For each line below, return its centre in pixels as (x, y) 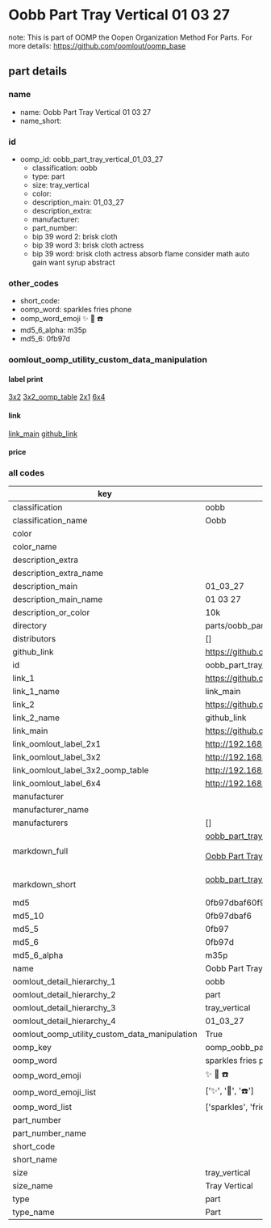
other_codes (33, 283)
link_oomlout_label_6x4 (57, 784)
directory (29, 626)
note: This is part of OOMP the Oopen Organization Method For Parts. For (130, 37)
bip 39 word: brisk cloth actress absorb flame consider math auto (141, 253)
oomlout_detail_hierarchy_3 (64, 1008)
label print (26, 379)
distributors (34, 639)
